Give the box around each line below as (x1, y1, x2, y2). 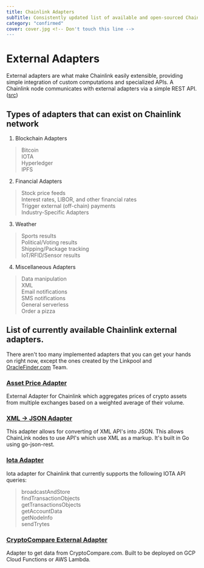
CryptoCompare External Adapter (6, 535, 108, 544)
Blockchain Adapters (15, 135, 67, 142)
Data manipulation (21, 275, 67, 282)
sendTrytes (21, 520, 50, 527)
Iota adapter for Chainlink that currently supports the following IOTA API (6, 470, 186, 477)
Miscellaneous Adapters (15, 264, 76, 270)
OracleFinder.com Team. (6, 363, 68, 371)
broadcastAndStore (21, 488, 70, 495)
